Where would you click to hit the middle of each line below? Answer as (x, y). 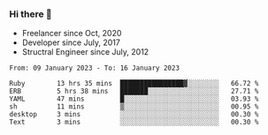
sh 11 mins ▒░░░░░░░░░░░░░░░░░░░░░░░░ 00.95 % (134, 107)
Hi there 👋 (31, 14)
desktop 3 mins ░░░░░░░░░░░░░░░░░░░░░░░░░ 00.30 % (134, 115)
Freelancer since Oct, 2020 (72, 34)
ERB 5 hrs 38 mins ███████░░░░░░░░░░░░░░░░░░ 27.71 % (134, 92)
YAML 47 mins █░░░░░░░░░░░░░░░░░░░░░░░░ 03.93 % (134, 99)
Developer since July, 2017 (71, 42)
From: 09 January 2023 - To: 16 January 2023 (94, 68)
